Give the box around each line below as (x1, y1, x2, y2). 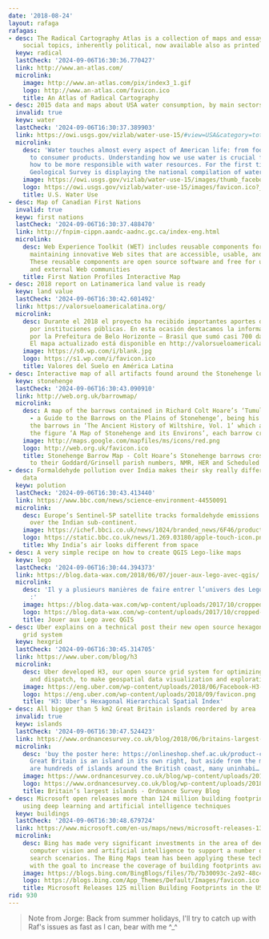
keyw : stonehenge (15, 377, 74, 385)
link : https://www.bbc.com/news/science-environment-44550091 (15, 496, 227, 504)
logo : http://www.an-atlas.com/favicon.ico (22, 86, 171, 95)
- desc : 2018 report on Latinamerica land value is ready (8, 280, 206, 289)
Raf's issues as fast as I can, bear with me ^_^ (27, 921, 178, 931)
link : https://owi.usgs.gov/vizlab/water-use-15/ (15, 131, 184, 139)
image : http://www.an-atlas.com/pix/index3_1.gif (22, 79, 192, 87)
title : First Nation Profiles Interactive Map (22, 273, 181, 281)
